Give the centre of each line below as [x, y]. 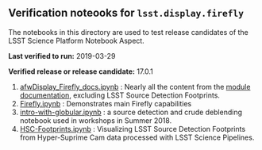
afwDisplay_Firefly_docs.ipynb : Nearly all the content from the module [135, 87]
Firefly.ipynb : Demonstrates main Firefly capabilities [106, 103]
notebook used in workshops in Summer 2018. [96, 120]
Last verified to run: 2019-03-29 [62, 56]
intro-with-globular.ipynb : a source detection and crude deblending [131, 112]
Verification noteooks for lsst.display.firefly [126, 13]
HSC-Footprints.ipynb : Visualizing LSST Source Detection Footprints [133, 129]
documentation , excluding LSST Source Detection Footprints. [120, 95]
